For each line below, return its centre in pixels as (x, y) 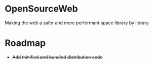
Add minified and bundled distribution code (57, 57)
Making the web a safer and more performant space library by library (77, 23)
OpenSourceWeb (41, 9)
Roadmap (25, 43)
